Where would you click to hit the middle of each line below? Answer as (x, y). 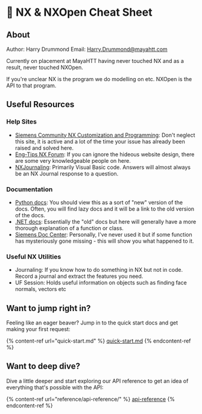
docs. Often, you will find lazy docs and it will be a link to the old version (105, 209)
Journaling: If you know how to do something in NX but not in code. (99, 270)
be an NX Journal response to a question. (67, 173)
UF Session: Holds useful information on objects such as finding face (101, 283)
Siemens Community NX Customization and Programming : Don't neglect (105, 135)
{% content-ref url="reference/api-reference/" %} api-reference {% (90, 399)
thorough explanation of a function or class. (69, 228)
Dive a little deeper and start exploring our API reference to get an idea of (97, 381)
